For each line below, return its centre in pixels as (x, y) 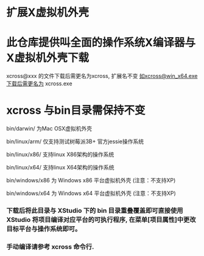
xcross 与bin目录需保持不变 (76, 111)
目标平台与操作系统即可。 (44, 229)
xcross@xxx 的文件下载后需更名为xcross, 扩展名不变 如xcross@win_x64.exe (102, 76)
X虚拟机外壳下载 (48, 58)
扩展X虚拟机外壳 (48, 12)
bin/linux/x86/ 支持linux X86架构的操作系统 (60, 155)
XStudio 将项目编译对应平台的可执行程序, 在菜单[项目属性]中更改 (101, 219)
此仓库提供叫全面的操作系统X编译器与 (101, 43)
